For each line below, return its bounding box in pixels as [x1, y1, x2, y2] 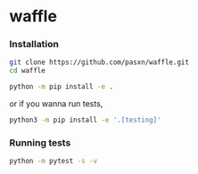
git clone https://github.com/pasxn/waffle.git [9, 58, 190, 67]
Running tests [9, 136, 71, 148]
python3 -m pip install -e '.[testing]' [9, 115, 162, 125]
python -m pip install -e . [9, 83, 114, 91]
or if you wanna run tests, [9, 99, 103, 109]
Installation [9, 38, 60, 51]
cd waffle [9, 67, 46, 75]
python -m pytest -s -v [9, 157, 98, 166]
